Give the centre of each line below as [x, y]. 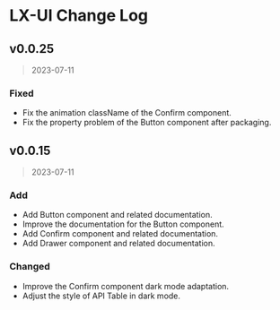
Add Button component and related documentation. [117, 215]
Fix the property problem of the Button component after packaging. [147, 123]
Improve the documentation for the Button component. [123, 224]
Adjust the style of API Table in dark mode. [101, 296]
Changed [30, 267]
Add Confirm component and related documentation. [120, 234]
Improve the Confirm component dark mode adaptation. [126, 286]
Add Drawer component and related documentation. [118, 244]
